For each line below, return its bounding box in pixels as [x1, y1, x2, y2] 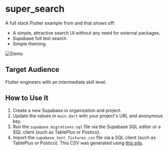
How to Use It [5, 94, 48, 103]
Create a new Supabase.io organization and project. [12, 107, 122, 113]
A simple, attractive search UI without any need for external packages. [12, 30, 160, 36]
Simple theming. [12, 40, 47, 46]
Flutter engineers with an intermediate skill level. [5, 79, 107, 85]
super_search [5, 3, 65, 15]
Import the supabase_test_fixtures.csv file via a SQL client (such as [12, 134, 156, 140]
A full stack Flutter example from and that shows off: [5, 20, 116, 26]
